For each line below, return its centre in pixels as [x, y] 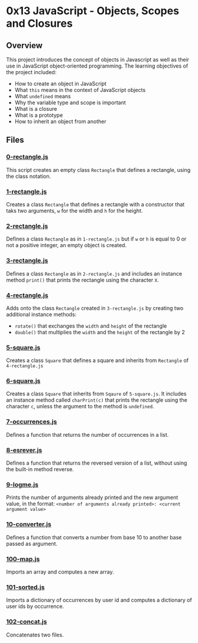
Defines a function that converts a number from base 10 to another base [94, 537]
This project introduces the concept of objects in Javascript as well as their [98, 60]
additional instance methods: [41, 314]
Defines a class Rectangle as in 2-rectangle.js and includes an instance [94, 273]
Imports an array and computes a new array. [60, 572]
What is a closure [36, 109]
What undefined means [43, 96]
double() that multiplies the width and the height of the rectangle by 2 [100, 332]
